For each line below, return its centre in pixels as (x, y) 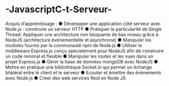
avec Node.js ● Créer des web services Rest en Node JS (66, 78)
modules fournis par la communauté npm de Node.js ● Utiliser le (74, 45)
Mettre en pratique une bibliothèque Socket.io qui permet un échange (79, 67)
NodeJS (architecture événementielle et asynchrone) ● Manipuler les (78, 40)
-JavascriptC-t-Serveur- (59, 9)
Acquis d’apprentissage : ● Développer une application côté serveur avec (83, 24)
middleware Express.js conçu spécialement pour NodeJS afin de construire (85, 51)
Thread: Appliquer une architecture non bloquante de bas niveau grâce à (82, 34)
